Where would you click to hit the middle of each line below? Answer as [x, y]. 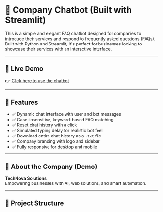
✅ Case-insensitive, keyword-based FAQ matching [63, 119]
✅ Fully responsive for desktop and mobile [54, 147]
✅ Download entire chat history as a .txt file [57, 136]
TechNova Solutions [26, 178]
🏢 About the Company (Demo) [51, 167]
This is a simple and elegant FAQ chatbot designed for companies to [73, 33]
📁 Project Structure [34, 203]
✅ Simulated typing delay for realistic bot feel [57, 130]
